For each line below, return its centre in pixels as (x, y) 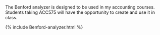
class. (11, 17)
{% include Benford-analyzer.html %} (44, 27)
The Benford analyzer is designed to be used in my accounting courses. (80, 7)
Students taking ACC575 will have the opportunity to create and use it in (80, 12)
